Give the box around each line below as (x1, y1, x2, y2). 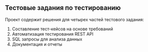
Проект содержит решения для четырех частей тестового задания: (5, 16, 144, 22)
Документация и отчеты (12, 41, 63, 47)
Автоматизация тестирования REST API (12, 31, 94, 37)
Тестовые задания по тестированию (5, 4, 121, 12)
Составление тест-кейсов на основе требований (12, 26, 113, 32)
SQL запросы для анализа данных (12, 36, 82, 42)
